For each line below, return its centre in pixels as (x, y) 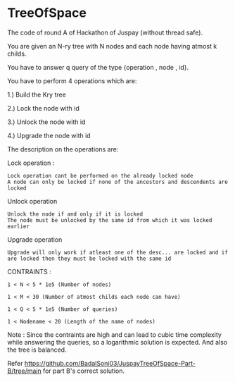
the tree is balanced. (37, 350)
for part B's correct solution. (84, 371)
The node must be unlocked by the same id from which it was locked (110, 220)
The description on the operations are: (63, 149)
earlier (19, 226)
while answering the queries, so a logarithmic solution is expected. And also (117, 342)
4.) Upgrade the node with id (49, 135)
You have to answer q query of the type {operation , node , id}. (98, 67)
